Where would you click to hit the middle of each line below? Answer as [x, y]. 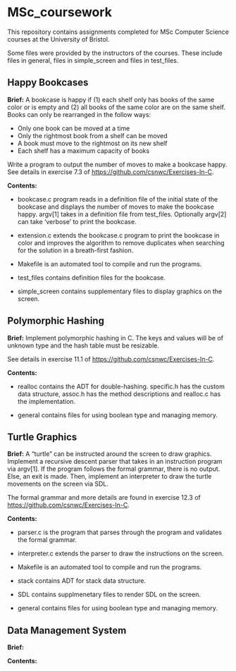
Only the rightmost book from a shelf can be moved [92, 135]
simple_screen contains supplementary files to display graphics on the [120, 291]
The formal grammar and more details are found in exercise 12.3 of [104, 498]
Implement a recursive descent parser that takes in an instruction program [115, 462]
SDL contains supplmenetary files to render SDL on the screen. [109, 595]
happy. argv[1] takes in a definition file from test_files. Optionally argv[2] [122, 214]
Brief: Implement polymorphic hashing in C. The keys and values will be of [116, 338]
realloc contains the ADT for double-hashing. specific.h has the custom [121, 386]
